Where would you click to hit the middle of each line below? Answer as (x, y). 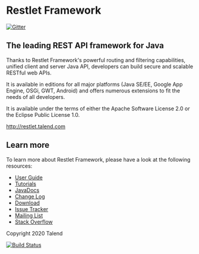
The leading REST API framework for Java (85, 46)
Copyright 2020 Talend (34, 233)
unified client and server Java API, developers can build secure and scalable (100, 66)
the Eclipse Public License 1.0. (43, 114)
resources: (19, 166)
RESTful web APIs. (29, 73)
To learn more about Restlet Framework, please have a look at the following (98, 159)
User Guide (29, 177)
